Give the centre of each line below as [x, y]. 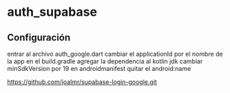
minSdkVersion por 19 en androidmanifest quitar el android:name [99, 69]
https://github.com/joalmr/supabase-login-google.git [82, 82]
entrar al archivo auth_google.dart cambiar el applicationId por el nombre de [115, 54]
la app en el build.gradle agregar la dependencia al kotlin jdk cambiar [105, 61]
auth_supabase [52, 12]
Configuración [39, 38]
